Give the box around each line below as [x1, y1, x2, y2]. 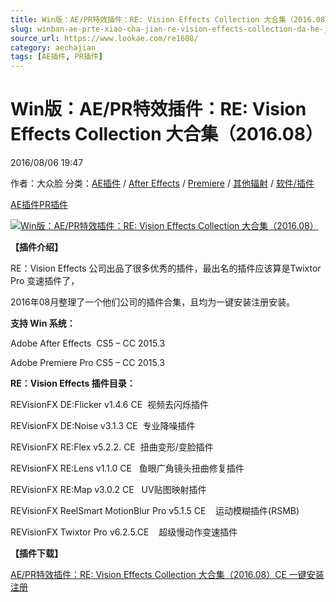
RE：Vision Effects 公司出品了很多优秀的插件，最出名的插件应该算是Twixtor [10, 262, 322, 275]
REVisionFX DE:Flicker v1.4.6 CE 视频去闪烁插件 [10, 399, 209, 411]
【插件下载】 [10, 547, 63, 560]
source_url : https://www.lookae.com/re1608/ [10, 33, 199, 43]
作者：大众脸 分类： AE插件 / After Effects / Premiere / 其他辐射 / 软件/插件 [10, 177, 315, 190]
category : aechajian [10, 42, 97, 53]
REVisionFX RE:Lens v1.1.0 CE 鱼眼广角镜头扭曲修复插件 [10, 462, 245, 475]
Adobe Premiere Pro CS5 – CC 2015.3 [10, 357, 165, 369]
